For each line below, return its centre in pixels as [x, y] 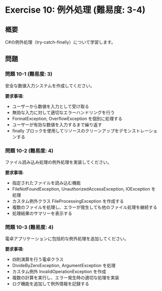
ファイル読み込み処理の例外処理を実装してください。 [59, 162]
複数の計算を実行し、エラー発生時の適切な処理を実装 [66, 278]
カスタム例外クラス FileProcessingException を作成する [68, 201]
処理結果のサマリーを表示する [42, 213]
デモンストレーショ [138, 131]
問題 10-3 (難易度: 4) [29, 227]
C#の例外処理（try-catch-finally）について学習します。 [60, 42]
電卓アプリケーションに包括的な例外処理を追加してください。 [67, 239]
